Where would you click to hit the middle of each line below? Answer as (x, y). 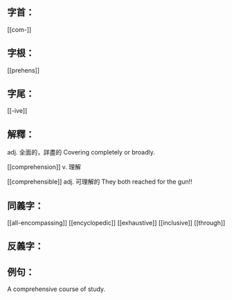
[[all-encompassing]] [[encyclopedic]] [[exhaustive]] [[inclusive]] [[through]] (116, 223)
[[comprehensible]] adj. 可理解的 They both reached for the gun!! (100, 182)
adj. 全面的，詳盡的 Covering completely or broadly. (81, 152)
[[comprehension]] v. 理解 (44, 167)
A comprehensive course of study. (56, 289)
